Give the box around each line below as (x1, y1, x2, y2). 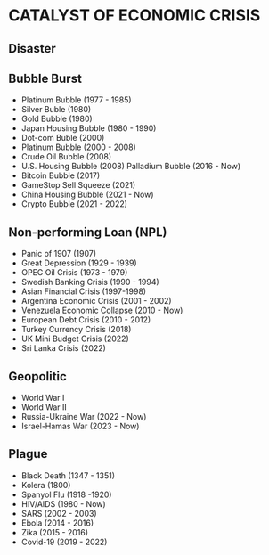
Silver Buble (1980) (20, 104, 92, 115)
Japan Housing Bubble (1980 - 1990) (20, 123, 157, 134)
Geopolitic (8, 369, 68, 384)
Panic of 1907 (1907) (20, 249, 97, 259)
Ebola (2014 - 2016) (20, 518, 94, 528)
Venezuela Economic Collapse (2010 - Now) (20, 305, 183, 316)
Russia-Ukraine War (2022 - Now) (20, 412, 147, 422)
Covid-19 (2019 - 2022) (20, 536, 108, 547)
